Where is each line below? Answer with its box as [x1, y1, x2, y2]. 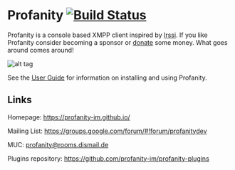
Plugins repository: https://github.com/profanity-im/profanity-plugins [7, 154, 210, 163]
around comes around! [7, 46, 74, 54]
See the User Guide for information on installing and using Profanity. [7, 73, 208, 82]
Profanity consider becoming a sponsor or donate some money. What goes [7, 38, 228, 46]
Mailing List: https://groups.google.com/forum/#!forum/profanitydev [7, 127, 208, 135]
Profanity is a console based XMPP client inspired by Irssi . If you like [7, 31, 208, 39]
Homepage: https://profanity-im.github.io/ [7, 112, 130, 121]
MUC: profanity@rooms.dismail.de [7, 140, 109, 149]
